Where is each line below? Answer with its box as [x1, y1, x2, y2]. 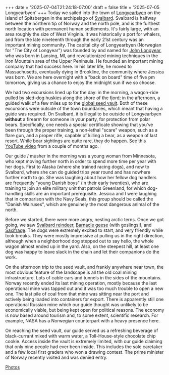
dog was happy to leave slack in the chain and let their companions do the [5, 249, 160, 255]
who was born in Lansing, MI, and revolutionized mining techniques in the [5, 53, 158, 59]
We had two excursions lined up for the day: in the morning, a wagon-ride [5, 90, 159, 95]
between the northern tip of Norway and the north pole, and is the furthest [5, 20, 160, 26]
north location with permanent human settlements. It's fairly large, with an [5, 26, 159, 32]
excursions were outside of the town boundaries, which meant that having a [5, 106, 163, 111]
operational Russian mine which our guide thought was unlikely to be [5, 302, 148, 308]
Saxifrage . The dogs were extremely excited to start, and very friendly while [5, 227, 163, 233]
